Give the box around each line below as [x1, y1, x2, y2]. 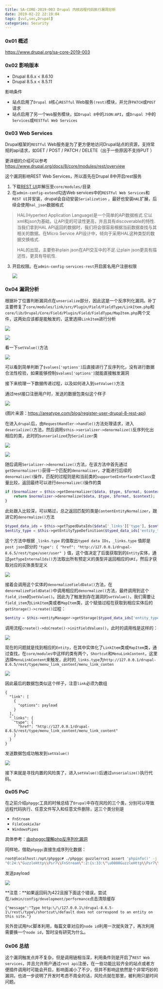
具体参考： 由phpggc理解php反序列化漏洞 [5, 836, 88, 842]
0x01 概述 [5, 37, 28, 44]
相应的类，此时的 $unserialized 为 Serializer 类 [5, 433, 98, 439]
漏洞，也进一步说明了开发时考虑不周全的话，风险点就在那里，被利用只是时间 [5, 973, 158, 979]
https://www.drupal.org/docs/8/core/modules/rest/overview [5, 164, 125, 169]
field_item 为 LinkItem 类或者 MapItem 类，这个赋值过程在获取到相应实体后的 [5, 600, 153, 605]
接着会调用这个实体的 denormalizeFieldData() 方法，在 [5, 581, 113, 587]
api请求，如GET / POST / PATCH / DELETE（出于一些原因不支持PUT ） [13, 147, 155, 153]
